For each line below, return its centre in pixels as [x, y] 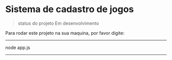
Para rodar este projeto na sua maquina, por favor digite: [65, 33]
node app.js [18, 47]
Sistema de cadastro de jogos [70, 9]
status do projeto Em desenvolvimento [58, 23]
